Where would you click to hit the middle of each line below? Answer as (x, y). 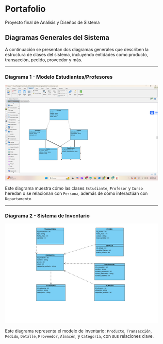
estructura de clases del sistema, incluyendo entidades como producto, (77, 54)
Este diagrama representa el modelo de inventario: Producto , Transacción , (78, 331)
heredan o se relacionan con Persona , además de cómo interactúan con (76, 193)
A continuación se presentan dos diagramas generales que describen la (77, 49)
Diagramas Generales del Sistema (57, 38)
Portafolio (25, 9)
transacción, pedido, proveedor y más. (44, 60)
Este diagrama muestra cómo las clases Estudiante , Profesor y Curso (74, 189)
